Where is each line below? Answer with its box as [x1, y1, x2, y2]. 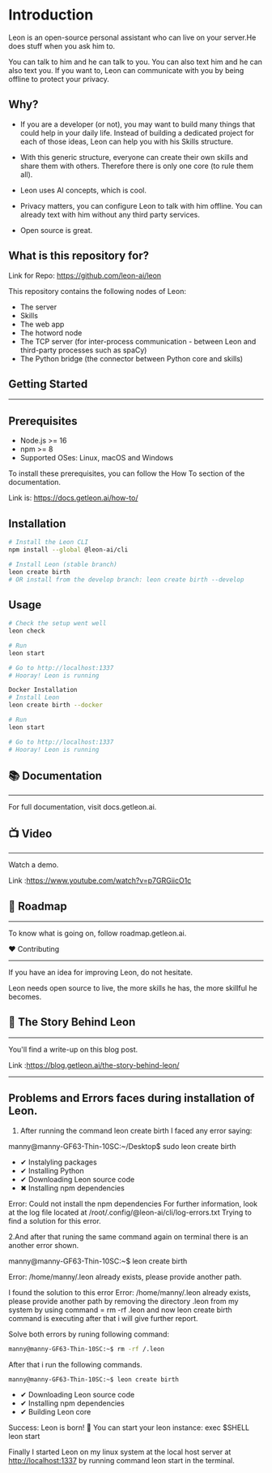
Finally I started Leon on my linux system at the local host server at [8, 1447, 232, 1457]
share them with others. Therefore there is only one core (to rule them [19, 161, 253, 171]
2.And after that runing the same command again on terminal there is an [8, 1232, 249, 1242]
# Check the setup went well [8, 620, 107, 628]
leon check [8, 627, 45, 635]
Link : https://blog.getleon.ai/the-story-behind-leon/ [8, 1060, 180, 1069]
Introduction [8, 6, 94, 24]
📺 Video [8, 827, 53, 840]
